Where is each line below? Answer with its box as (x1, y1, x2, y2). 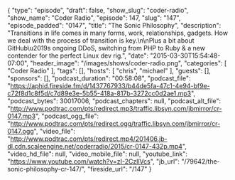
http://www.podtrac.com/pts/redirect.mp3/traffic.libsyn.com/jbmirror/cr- (10, 105, 222, 112)
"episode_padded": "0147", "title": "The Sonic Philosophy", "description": (7, 21, 222, 29)
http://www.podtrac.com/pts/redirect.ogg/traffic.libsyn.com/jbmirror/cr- (10, 120, 221, 127)
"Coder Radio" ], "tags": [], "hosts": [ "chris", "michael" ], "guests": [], (7, 67, 212, 75)
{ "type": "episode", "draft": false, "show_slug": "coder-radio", (7, 6, 189, 14)
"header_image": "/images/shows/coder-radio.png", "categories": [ (30, 59, 227, 67)
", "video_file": (33, 127, 76, 135)
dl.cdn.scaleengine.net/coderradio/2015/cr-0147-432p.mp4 (7, 142, 183, 150)
